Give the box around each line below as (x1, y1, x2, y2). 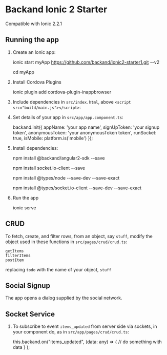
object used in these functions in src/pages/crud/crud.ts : (5, 239, 128, 245)
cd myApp (12, 69, 35, 75)
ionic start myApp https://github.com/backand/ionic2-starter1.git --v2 (12, 59, 160, 65)
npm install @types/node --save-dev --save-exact (12, 174, 120, 181)
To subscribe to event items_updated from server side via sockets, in (12, 323, 157, 329)
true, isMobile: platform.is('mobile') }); (12, 135, 93, 141)
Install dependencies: (12, 145, 58, 151)
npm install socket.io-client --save (12, 165, 86, 171)
